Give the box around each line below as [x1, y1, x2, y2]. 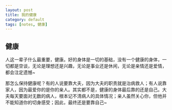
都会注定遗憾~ [5, 70, 36, 76]
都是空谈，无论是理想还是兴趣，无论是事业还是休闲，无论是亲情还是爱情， [9, 63, 167, 69]
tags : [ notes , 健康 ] [5, 21, 48, 27]
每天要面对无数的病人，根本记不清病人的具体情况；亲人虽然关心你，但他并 [9, 93, 167, 99]
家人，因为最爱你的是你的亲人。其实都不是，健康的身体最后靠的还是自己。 [5, 86, 162, 93]
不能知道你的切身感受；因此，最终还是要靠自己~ [5, 99, 107, 105]
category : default [5, 17, 45, 22]
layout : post [5, 7, 33, 13]
